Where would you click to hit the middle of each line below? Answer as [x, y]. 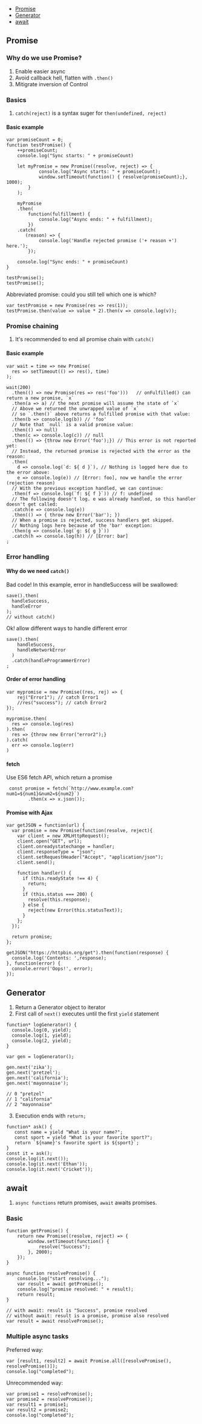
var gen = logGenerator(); [40, 1057]
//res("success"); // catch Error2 [62, 703]
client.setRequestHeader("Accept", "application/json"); [90, 857]
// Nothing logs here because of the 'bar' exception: [82, 525]
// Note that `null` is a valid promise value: [73, 424]
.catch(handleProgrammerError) [51, 660]
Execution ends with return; [50, 1116]
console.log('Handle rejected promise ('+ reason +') [108, 241]
